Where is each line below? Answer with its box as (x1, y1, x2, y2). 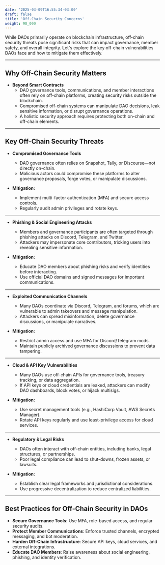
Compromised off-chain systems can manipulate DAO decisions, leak (19, 103, 160, 109)
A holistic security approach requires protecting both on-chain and (19, 114, 155, 119)
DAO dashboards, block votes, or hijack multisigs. (19, 387, 120, 393)
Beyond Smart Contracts (12, 82, 64, 88)
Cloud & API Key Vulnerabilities (12, 362, 78, 368)
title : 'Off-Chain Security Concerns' (5, 16, 84, 21)
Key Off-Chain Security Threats (5, 137, 104, 146)
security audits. (12, 523, 44, 529)
